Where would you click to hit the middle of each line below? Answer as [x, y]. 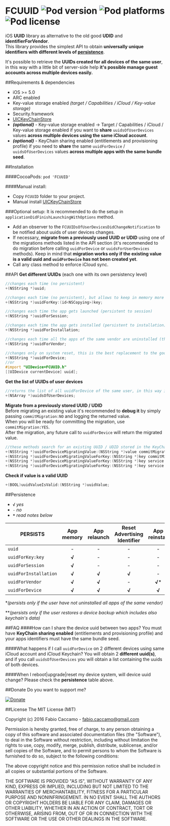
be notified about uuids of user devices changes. [64, 232]
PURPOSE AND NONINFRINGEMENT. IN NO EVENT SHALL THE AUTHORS [83, 798]
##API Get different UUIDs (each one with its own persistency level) [76, 274]
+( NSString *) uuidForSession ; [37, 316]
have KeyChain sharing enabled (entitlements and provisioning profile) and [84, 633]
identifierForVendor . [27, 41]
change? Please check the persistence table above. [60, 680]
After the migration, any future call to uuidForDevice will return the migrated [84, 432]
